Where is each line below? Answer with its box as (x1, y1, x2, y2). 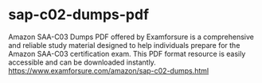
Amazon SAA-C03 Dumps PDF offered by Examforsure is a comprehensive (8, 32, 255, 41)
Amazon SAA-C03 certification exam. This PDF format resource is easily (8, 49, 246, 58)
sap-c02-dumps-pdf (8, 6, 150, 24)
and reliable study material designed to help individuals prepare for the (8, 40, 240, 49)
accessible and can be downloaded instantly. (8, 57, 157, 67)
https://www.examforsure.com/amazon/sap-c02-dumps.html (8, 65, 209, 75)
